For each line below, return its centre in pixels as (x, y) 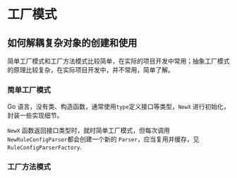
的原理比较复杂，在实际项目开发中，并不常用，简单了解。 (91, 70)
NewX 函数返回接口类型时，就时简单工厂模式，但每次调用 (89, 131)
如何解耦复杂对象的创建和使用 (72, 43)
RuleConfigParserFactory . (45, 147)
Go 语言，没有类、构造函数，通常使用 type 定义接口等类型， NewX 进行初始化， (119, 107)
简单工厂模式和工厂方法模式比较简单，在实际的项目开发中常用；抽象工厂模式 (119, 61)
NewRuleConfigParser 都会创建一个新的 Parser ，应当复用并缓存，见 (103, 139)
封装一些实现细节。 (35, 115)
